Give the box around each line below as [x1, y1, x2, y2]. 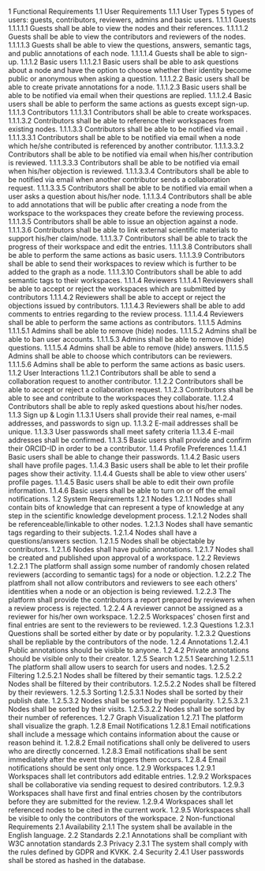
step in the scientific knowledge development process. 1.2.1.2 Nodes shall [8, 511, 248, 521]
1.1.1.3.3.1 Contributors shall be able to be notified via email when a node [8, 133, 241, 142]
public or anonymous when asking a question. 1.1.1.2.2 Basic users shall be [8, 74, 250, 83]
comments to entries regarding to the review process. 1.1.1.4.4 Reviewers [8, 309, 244, 319]
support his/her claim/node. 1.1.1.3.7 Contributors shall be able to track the [8, 233, 248, 243]
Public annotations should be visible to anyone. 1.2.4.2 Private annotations [8, 646, 250, 655]
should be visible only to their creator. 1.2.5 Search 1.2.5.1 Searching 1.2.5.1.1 [8, 654, 254, 663]
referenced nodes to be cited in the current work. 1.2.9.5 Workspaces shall [8, 805, 251, 814]
